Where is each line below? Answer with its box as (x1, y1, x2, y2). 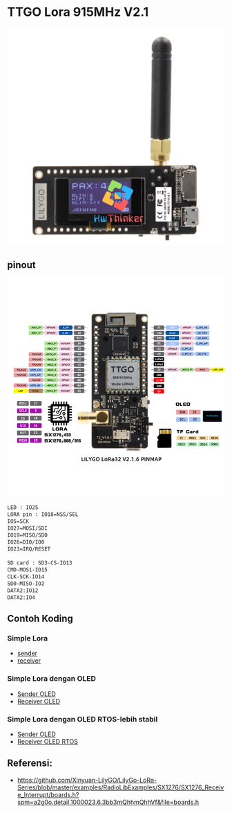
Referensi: (7, 758, 53, 769)
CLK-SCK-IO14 (7, 573, 45, 580)
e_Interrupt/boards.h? (17, 790, 79, 798)
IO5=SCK (7, 517, 30, 525)
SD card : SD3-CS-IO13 (7, 559, 72, 566)
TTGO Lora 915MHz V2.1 (7, 4, 149, 20)
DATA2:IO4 (7, 593, 36, 601)
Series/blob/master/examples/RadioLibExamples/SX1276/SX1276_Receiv (17, 783, 224, 792)
